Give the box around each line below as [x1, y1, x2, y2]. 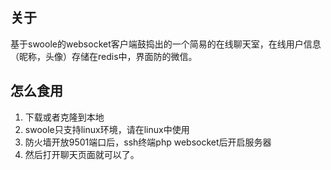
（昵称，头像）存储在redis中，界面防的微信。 [10, 50, 198, 62]
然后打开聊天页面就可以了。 [24, 148, 140, 160]
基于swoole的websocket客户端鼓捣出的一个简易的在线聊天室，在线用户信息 [10, 38, 322, 50]
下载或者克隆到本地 [24, 111, 105, 123]
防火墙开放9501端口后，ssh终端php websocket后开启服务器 [24, 136, 272, 148]
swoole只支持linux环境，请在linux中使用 [24, 123, 190, 135]
